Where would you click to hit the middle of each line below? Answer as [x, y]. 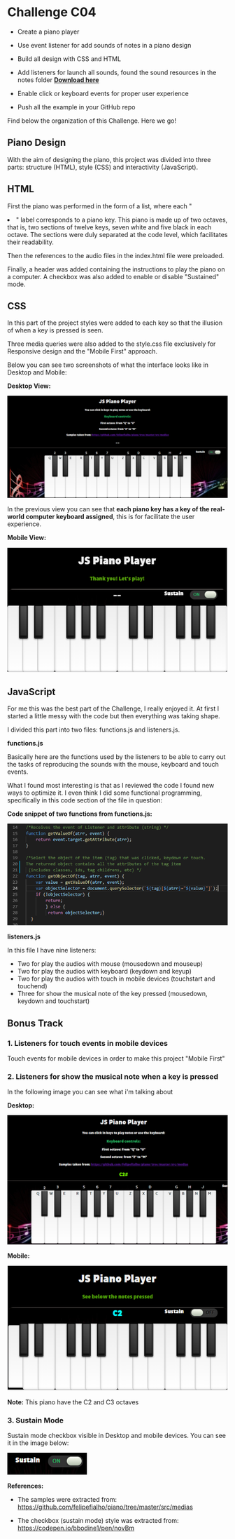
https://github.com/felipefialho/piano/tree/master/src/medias [105, 1507]
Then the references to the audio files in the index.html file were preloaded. [116, 255]
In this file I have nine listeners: [52, 950]
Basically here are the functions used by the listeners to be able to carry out [116, 757]
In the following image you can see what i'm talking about [90, 1092]
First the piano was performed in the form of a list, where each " [100, 206]
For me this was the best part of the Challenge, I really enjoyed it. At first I [113, 708]
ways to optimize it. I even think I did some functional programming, [105, 793]
